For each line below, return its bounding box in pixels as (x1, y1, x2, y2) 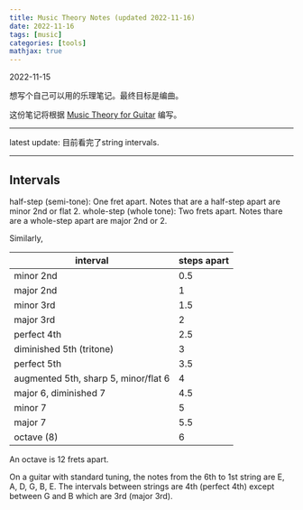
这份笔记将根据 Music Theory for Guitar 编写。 (9, 109, 182, 120)
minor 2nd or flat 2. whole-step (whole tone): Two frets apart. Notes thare (9, 205, 283, 217)
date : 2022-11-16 (9, 22, 75, 31)
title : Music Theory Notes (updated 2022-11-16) (9, 13, 196, 23)
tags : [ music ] (9, 30, 63, 39)
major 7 (14, 416, 47, 429)
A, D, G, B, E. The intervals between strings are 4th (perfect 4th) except (9, 480, 275, 492)
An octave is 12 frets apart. (9, 453, 109, 465)
